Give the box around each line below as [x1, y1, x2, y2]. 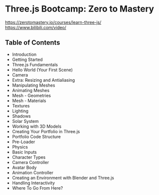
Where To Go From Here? [12, 185, 63, 191]
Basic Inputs [12, 149, 37, 155]
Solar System [12, 118, 39, 124]
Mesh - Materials [12, 98, 47, 104]
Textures [12, 103, 30, 108]
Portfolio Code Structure [12, 134, 61, 139]
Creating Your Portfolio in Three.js [12, 128, 80, 134]
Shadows [12, 113, 31, 119]
